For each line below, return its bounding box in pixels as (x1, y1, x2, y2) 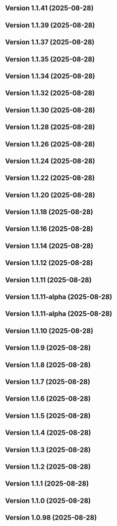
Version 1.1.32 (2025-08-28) (5, 89, 95, 97)
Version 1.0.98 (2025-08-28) (5, 514, 97, 522)
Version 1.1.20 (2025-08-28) (5, 191, 95, 199)
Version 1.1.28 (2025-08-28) (5, 123, 95, 131)
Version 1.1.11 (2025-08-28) (5, 276, 92, 284)
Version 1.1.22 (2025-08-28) (5, 174, 95, 182)
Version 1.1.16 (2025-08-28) (5, 225, 93, 233)
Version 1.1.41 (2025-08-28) (5, 4, 94, 12)
